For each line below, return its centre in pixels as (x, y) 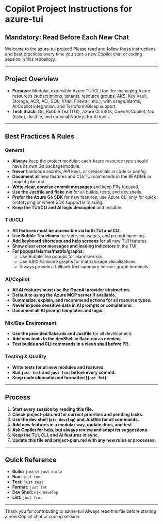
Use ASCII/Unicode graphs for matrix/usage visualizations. (78, 262)
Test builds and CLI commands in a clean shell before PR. (71, 344)
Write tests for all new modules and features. (58, 367)
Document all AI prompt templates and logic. (58, 311)
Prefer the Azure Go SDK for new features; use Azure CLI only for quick (84, 197)
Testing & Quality (26, 357)
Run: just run (26, 477)
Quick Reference (31, 460)
